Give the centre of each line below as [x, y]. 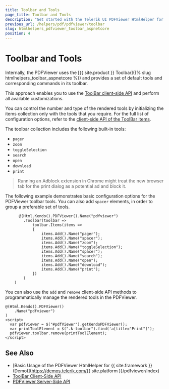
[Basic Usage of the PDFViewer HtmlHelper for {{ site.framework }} [82, 365]
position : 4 [18, 33]
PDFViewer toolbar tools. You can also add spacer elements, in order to [79, 201]
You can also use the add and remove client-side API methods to [71, 292]
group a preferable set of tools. [38, 207]
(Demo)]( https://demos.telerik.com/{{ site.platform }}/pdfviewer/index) [86, 371]
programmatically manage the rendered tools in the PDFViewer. [71, 297]
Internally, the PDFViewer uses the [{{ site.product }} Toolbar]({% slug [78, 72]
